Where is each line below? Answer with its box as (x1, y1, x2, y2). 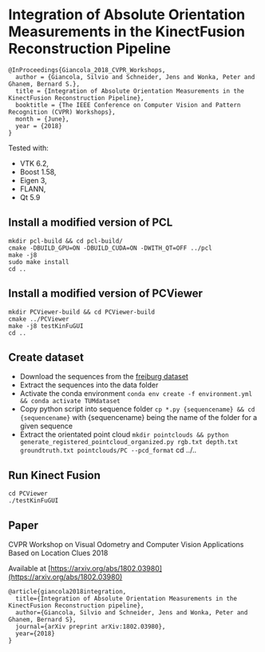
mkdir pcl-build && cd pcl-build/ (8, 237, 124, 245)
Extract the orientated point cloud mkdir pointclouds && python (19, 430, 229, 439)
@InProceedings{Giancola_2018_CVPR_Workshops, (8, 66, 166, 74)
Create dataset (8, 350, 84, 364)
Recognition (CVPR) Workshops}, (8, 108, 116, 116)
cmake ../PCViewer (8, 314, 69, 323)
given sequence (19, 422, 73, 431)
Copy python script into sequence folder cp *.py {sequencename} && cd (19, 404, 255, 414)
